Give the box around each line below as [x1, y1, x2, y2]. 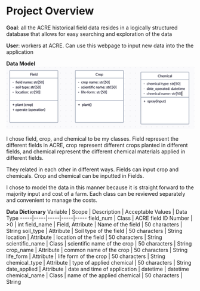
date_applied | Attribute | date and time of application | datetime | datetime [6, 265, 189, 272]
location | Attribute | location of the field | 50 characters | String [6, 234, 162, 241]
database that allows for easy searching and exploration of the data [6, 30, 173, 37]
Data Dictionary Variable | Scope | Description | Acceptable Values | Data [6, 208, 187, 215]
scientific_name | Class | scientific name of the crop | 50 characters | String [6, 240, 192, 247]
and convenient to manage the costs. [6, 196, 97, 204]
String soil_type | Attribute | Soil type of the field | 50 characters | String [6, 227, 183, 234]
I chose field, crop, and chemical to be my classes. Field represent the [6, 135, 179, 142]
